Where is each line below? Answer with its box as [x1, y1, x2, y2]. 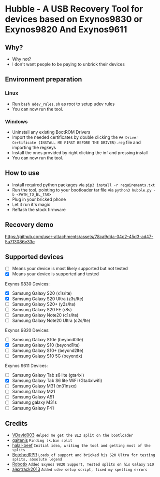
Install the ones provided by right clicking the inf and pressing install [12, 149, 148, 156]
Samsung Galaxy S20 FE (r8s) [12, 306, 72, 312]
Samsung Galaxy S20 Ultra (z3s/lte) [12, 296, 84, 302]
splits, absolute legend [12, 457, 62, 462]
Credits [5, 419, 28, 428]
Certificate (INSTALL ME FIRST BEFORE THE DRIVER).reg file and [12, 139, 141, 145]
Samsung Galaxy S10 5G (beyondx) [12, 353, 83, 359]
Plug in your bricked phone [12, 196, 66, 202]
